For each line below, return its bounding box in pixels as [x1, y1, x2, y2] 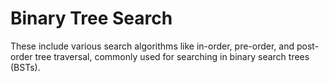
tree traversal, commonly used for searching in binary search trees [34, 50, 310, 62]
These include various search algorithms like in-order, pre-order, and [10, 40, 295, 52]
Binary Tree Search [10, 7, 173, 30]
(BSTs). [10, 61, 41, 73]
